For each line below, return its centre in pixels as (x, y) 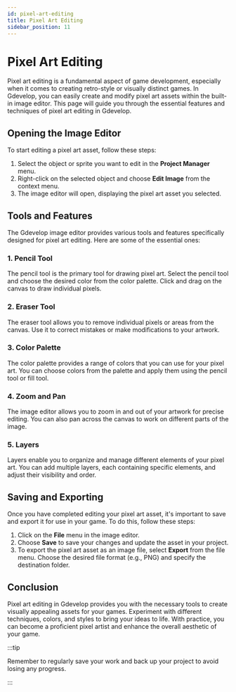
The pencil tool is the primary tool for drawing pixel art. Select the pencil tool (118, 274)
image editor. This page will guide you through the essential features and (119, 103)
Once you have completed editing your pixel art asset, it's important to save (117, 514)
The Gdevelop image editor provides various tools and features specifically (116, 232)
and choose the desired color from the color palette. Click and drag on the (115, 281)
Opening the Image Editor (64, 133)
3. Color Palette (34, 347)
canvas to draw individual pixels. (54, 288)
